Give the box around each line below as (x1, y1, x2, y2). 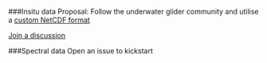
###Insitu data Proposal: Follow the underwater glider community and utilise (8, 7, 259, 16)
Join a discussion (8, 31, 66, 40)
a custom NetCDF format (8, 15, 90, 25)
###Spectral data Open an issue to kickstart (8, 46, 154, 55)
